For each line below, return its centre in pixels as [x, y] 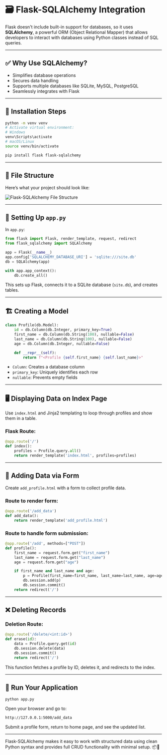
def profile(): [21, 548]
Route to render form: [32, 501]
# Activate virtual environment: [40, 128]
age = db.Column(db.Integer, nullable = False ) [62, 344]
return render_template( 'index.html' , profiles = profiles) [75, 456]
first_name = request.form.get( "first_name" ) [62, 553]
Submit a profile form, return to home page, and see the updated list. [76, 727]
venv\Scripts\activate [29, 137]
